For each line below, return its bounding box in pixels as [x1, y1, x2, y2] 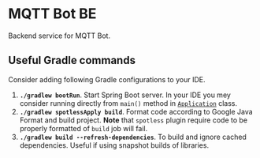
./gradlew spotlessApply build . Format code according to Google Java [19, 107, 254, 116]
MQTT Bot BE [8, 5, 97, 23]
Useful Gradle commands [8, 54, 136, 67]
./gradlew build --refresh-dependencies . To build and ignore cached [19, 132, 247, 141]
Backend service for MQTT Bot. [8, 31, 111, 40]
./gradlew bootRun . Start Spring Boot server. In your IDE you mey [19, 90, 231, 100]
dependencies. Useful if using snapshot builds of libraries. [19, 140, 210, 150]
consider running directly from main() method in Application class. [19, 98, 238, 107]
